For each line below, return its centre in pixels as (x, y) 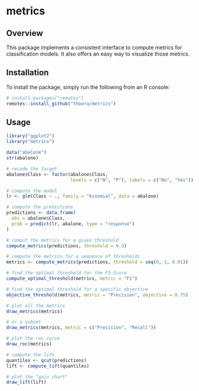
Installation (27, 73)
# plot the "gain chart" (37, 377)
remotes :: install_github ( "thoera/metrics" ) (61, 104)
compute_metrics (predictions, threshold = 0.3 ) (67, 246)
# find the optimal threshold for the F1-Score (67, 273)
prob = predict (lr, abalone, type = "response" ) (73, 224)
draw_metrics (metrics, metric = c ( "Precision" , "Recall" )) (81, 328)
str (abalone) (22, 158)
